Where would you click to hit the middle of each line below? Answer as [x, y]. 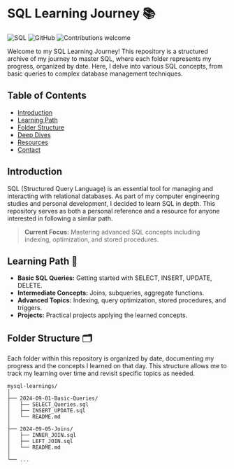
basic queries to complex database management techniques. [95, 73]
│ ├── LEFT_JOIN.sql [40, 442]
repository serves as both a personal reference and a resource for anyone [114, 211]
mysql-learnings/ [32, 386]
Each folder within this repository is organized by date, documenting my [111, 358]
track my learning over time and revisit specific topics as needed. [101, 373]
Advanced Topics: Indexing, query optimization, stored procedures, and [122, 300]
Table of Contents [47, 96]
